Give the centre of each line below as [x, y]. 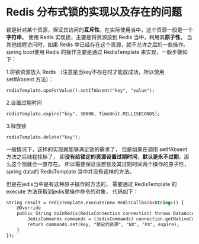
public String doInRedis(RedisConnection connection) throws [94, 214]
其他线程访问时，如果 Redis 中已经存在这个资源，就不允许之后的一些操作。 [97, 44]
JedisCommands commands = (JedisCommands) [81, 219]
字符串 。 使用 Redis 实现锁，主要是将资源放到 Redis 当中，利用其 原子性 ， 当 [99, 37]
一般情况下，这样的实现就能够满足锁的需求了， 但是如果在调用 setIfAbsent [97, 149]
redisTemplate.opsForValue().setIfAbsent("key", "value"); [81, 90]
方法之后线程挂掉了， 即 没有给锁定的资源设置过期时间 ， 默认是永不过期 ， [95, 156]
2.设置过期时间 [24, 102]
